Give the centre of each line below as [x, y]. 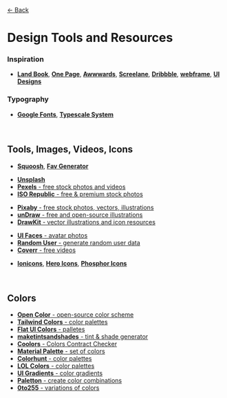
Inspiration [26, 59]
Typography [28, 99]
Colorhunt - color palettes [54, 359]
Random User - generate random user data [79, 242]
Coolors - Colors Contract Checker [67, 344]
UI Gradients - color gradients [60, 373]
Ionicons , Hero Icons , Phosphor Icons [72, 263]
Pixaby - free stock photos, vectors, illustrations [85, 207]
